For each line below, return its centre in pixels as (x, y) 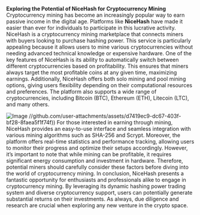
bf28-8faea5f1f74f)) (31, 122)
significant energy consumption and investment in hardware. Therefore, (95, 161)
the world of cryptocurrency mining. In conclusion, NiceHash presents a (95, 173)
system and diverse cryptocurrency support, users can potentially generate (99, 192)
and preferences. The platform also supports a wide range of (81, 92)
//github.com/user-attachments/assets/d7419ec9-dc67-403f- (105, 116)
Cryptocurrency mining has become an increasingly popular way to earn (96, 15)
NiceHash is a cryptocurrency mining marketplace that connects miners (95, 34)
